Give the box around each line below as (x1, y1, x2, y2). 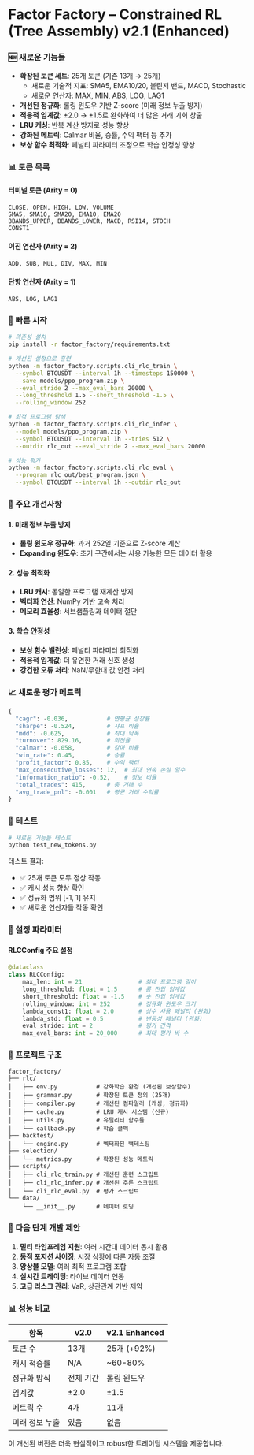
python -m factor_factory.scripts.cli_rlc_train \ (8, 362, 178, 370)
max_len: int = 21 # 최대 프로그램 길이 (22, 978, 197, 986)
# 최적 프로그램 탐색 (8, 413, 66, 421)
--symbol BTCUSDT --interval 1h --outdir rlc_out (15, 478, 181, 486)
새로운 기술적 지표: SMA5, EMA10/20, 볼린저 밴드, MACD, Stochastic (31, 81, 246, 91)
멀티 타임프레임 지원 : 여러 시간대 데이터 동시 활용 (19, 1241, 168, 1251)
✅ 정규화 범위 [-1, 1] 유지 (19, 893, 96, 902)
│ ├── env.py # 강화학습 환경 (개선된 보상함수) (8, 1083, 191, 1091)
